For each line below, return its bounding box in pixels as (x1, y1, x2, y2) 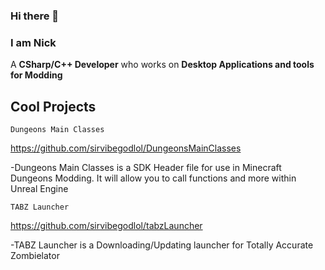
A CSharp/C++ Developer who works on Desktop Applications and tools (10, 59, 315, 71)
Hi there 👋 (10, 9, 60, 23)
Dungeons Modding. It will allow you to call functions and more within (10, 172, 297, 184)
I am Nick (10, 35, 57, 49)
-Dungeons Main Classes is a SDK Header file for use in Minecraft (10, 162, 282, 174)
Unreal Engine (10, 183, 69, 195)
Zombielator (10, 250, 60, 262)
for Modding (10, 69, 63, 81)
